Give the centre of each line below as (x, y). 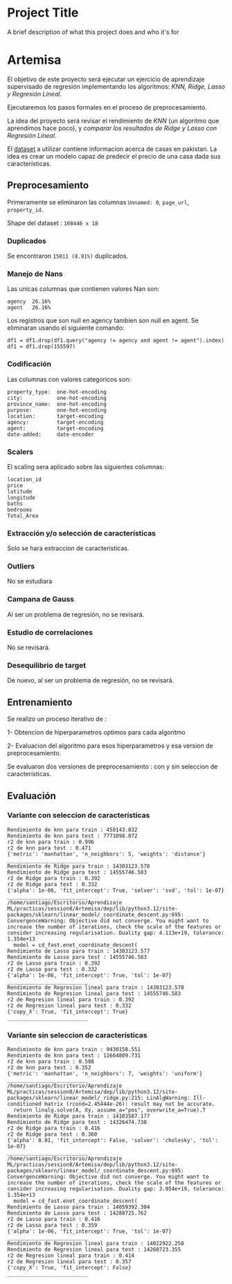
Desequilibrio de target (47, 665)
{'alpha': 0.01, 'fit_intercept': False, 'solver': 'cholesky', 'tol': (113, 1141)
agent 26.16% (29, 308)
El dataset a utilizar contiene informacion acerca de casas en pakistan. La (112, 149)
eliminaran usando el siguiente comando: (66, 328)
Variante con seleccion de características (79, 816)
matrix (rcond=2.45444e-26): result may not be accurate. (130, 1104)
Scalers (20, 452)
